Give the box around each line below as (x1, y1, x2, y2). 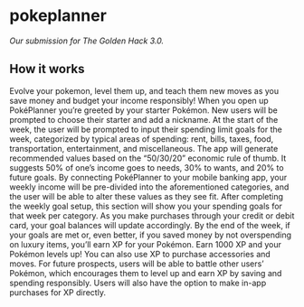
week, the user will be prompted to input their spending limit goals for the (9, 124, 282, 135)
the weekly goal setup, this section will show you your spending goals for (9, 200, 283, 211)
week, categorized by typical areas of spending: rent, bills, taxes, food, (9, 133, 274, 144)
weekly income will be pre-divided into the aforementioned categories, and (9, 181, 290, 192)
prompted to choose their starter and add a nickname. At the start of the (9, 114, 279, 125)
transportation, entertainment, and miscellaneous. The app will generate (9, 143, 279, 153)
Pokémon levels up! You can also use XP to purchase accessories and (9, 248, 271, 259)
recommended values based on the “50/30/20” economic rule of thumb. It (9, 153, 287, 163)
